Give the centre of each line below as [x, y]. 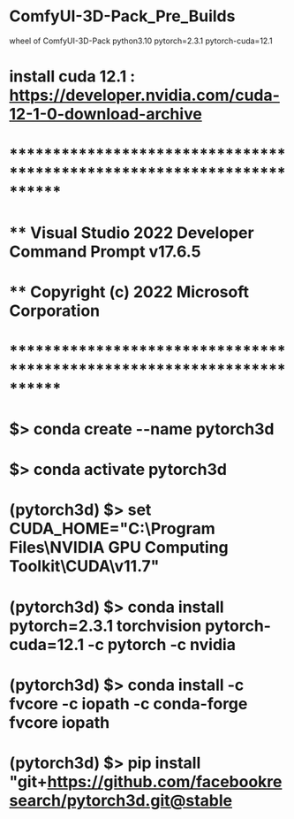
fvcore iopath [60, 722]
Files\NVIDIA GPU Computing [119, 548]
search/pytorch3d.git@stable [121, 800]
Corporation [55, 310]
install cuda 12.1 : [72, 77]
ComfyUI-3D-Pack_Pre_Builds [122, 16]
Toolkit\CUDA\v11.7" [84, 566]
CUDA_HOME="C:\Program [112, 529]
